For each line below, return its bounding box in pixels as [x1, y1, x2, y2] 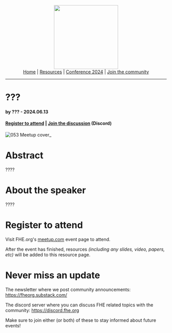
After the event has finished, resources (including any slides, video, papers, [5, 246, 165, 252]
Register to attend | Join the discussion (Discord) [5, 120, 112, 126]
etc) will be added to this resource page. [5, 251, 91, 258]
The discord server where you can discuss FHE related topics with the [5, 302, 154, 308]
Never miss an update [5, 269, 100, 281]
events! [5, 322, 21, 328]
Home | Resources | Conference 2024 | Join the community [23, 69, 149, 75]
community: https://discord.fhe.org [5, 307, 79, 313]
